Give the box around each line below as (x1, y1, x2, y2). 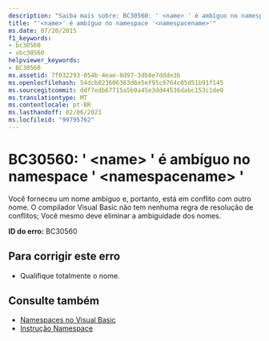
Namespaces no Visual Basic (19, 315, 116, 325)
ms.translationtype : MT (8, 94, 88, 102)
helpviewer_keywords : (8, 57, 81, 65)
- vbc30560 (8, 49, 45, 57)
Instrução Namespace (19, 323, 94, 333)
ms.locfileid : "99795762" (8, 116, 94, 124)
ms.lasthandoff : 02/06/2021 (8, 109, 102, 117)
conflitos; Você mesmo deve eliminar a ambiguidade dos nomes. (8, 211, 222, 220)
